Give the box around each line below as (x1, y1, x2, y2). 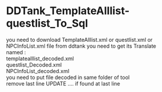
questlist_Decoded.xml (6, 61, 62, 68)
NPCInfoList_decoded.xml (6, 67, 70, 74)
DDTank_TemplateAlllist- (6, 4, 130, 18)
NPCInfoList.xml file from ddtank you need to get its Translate (6, 42, 157, 50)
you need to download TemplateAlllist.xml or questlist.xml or (6, 36, 153, 43)
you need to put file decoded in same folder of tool (6, 74, 130, 81)
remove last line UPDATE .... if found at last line (6, 80, 120, 87)
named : (6, 48, 27, 55)
